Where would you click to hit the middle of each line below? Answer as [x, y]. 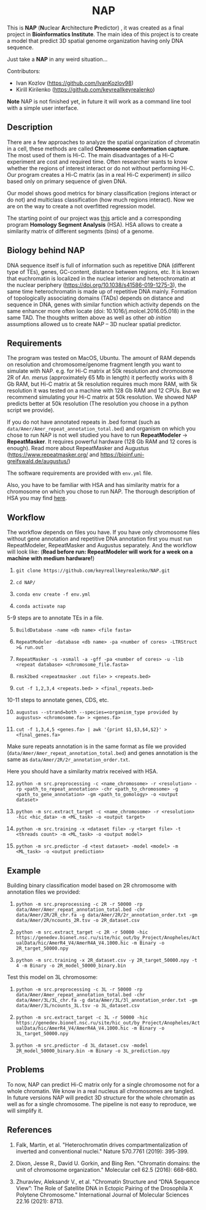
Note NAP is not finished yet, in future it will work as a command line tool [99, 101]
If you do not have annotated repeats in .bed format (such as [84, 422]
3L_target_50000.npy [42, 1034]
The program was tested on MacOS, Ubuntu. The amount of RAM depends [101, 358]
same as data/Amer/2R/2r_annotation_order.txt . [69, 760]
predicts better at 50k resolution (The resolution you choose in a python [98, 404]
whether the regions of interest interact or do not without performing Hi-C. [101, 168]
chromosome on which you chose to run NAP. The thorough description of [101, 491]
